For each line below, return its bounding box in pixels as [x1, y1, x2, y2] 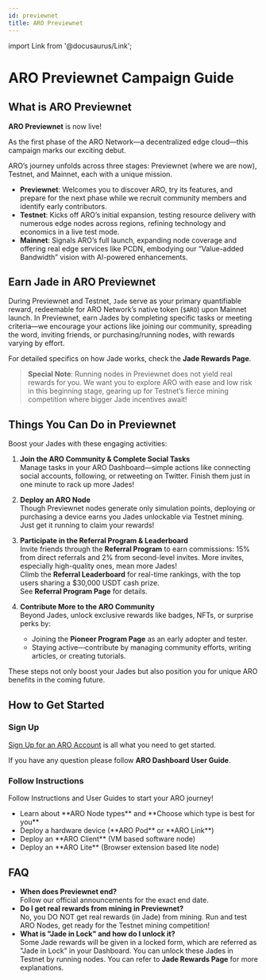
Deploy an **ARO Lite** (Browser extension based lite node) [19, 842, 220, 852]
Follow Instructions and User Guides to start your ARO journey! [8, 793, 214, 803]
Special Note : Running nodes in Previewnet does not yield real [27, 369, 233, 379]
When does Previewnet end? [19, 886, 118, 896]
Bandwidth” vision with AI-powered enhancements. [19, 252, 188, 262]
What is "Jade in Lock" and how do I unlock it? [19, 928, 176, 939]
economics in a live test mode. [19, 227, 120, 236]
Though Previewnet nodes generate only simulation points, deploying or [19, 504, 256, 513]
